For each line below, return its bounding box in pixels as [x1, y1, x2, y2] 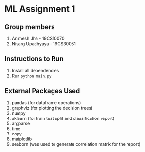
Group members [4, 23, 55, 31]
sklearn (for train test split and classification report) [11, 115, 115, 121]
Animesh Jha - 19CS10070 [11, 35, 65, 41]
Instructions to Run [4, 55, 64, 63]
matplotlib [11, 136, 32, 142]
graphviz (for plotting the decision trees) [11, 105, 93, 111]
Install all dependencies [11, 68, 59, 73]
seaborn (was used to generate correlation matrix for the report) [11, 141, 141, 147]
